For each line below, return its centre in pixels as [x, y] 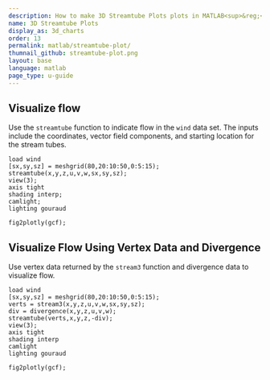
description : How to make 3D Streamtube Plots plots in [104, 16]
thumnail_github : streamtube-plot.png [73, 53]
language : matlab [37, 68]
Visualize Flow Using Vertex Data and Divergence [135, 248]
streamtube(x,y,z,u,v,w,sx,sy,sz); [68, 174]
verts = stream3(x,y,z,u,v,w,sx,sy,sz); [77, 304]
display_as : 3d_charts [46, 31]
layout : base [30, 61]
